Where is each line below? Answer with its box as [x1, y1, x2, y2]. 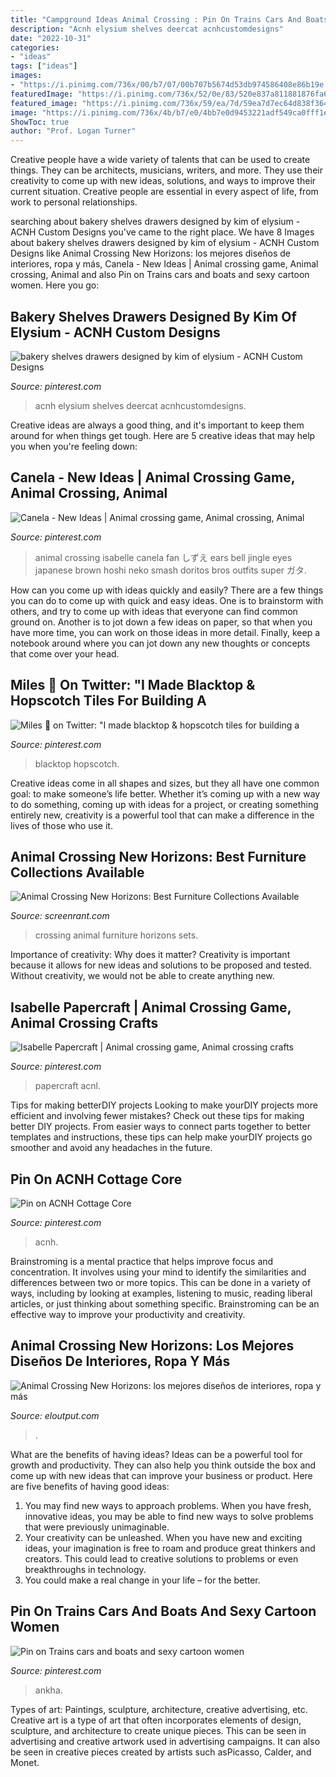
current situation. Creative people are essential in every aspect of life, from [10, 186, 319, 198]
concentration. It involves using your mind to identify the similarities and [10, 1266, 307, 1278]
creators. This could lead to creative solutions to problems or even [24, 1552, 299, 1565]
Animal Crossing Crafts [10, 1014, 159, 1031]
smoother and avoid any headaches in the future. [10, 1142, 213, 1154]
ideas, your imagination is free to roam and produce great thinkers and [24, 1542, 316, 1554]
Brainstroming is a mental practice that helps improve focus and [10, 1256, 274, 1267]
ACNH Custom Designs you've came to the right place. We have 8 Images [10, 226, 315, 238]
